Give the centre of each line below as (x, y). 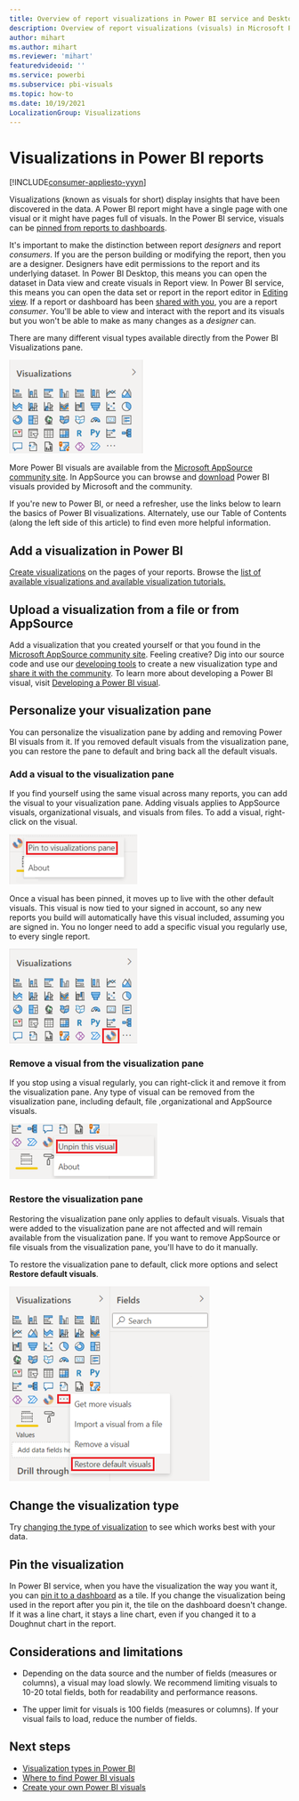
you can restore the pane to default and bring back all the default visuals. (143, 751)
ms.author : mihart (43, 47)
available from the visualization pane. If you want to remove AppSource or (145, 1238)
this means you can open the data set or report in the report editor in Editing (149, 293)
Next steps (40, 1747)
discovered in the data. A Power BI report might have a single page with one (148, 209)
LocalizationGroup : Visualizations (75, 113)
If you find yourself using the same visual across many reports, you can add (148, 794)
